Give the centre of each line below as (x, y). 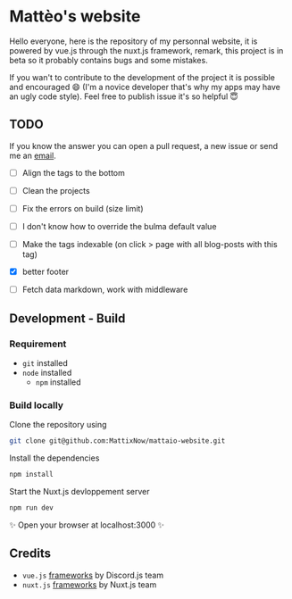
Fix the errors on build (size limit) (83, 208)
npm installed (58, 382)
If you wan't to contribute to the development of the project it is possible (142, 77)
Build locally (37, 405)
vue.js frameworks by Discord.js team (92, 575)
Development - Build (67, 318)
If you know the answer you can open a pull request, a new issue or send (144, 146)
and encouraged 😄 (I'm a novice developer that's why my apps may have (145, 87)
